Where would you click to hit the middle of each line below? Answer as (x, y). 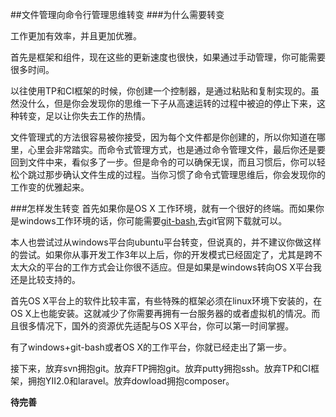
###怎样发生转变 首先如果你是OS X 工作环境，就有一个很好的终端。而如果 (163, 208)
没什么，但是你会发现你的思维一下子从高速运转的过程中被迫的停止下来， (167, 103)
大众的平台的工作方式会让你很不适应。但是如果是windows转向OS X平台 (165, 267)
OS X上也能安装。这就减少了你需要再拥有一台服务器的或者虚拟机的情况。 (161, 313)
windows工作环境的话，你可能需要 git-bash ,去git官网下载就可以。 (153, 221)
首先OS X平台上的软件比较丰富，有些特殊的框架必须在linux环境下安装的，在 (166, 301)
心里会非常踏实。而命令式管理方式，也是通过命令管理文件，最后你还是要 (176, 149)
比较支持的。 (54, 279)
